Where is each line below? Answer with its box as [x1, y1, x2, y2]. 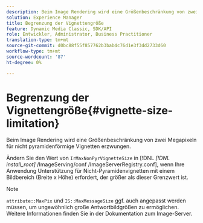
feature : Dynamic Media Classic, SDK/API [6, 25, 112, 32]
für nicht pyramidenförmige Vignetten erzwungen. [6, 143, 131, 150]
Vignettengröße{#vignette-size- [6, 103, 173, 117]
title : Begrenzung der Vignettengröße [6, 20, 104, 26]
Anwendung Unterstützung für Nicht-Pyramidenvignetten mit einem [6, 167, 175, 175]
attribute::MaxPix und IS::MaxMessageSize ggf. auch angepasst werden [6, 197, 186, 204]
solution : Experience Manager [6, 15, 83, 21]
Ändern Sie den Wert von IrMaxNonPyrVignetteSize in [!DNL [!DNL [6, 155, 170, 162]
